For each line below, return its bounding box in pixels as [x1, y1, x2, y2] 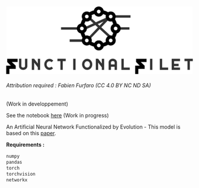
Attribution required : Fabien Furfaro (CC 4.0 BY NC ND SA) [6, 82, 151, 89]
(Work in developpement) [6, 100, 68, 107]
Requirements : [6, 141, 45, 148]
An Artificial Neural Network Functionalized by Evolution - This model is [6, 123, 181, 130]
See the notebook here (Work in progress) [6, 111, 110, 119]
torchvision [6, 171, 36, 177]
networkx [6, 177, 28, 183]
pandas [6, 159, 23, 165]
